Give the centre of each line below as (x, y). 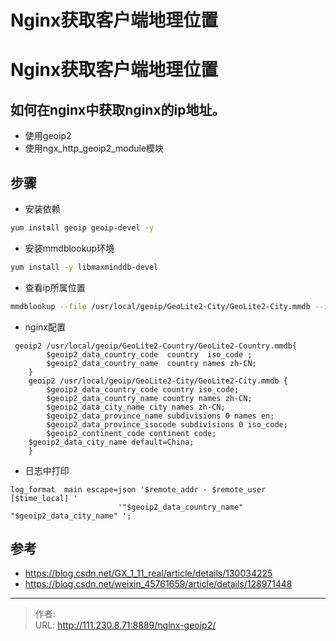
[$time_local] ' (44, 498)
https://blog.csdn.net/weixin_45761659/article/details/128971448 (158, 584)
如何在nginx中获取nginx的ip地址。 (118, 109)
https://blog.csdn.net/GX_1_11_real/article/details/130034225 (148, 573)
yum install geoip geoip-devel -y (82, 228)
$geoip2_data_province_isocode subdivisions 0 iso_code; (167, 424)
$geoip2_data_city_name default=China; (111, 442)
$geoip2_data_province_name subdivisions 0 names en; (160, 416)
